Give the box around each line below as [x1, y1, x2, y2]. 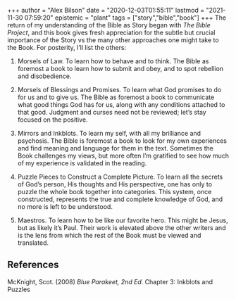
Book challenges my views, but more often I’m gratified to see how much [17, 151, 230, 160]
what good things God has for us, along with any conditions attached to [17, 101, 225, 108]
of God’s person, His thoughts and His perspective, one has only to [17, 180, 213, 189]
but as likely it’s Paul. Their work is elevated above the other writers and [17, 224, 226, 231]
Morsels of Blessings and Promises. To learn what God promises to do [17, 86, 222, 94]
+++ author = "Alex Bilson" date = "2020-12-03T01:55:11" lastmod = [7, 6, 205, 14]
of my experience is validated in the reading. [17, 159, 147, 167]
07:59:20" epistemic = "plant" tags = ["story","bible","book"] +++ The [24, 13, 227, 22]
